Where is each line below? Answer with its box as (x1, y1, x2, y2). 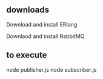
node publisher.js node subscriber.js (6, 66, 97, 73)
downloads (6, 5, 50, 15)
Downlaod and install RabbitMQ (6, 33, 85, 40)
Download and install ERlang (6, 21, 78, 28)
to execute (6, 50, 47, 60)
